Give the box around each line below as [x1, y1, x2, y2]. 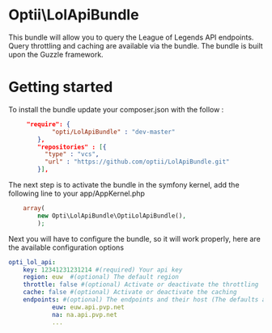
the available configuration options [8, 242, 124, 252]
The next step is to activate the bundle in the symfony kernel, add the [8, 180, 240, 189]
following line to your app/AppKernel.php [8, 188, 146, 198]
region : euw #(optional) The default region [23, 273, 180, 281]
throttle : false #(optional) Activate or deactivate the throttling [23, 280, 259, 289]
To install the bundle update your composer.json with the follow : [8, 104, 224, 114]
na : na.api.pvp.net [51, 310, 117, 318]
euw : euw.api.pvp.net [51, 303, 125, 311]
